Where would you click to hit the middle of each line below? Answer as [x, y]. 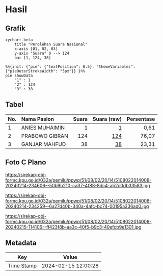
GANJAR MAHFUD [44, 144]
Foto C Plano [26, 162]
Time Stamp [22, 266]
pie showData [19, 76]
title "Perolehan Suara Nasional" [51, 44]
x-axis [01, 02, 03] [36, 49]
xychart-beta [19, 40]
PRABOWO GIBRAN [45, 136]
